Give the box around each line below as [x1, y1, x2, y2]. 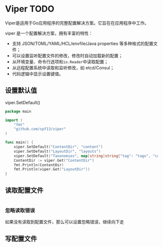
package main [5, 109, 32, 114]
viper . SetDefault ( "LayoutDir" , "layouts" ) [14, 149, 101, 154]
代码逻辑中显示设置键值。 [12, 71, 64, 77]
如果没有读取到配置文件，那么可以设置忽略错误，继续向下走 [5, 219, 124, 225]
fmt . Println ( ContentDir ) [14, 162, 64, 168]
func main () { [5, 140, 34, 145]
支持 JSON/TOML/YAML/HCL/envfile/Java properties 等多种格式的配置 [12, 40, 154, 46]
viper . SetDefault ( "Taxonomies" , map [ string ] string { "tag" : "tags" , [14, 154, 151, 158]
